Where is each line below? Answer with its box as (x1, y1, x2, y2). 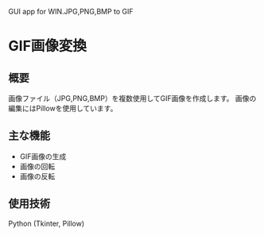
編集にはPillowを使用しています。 (8, 103, 118, 113)
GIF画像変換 (8, 37, 87, 55)
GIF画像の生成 (19, 151, 67, 161)
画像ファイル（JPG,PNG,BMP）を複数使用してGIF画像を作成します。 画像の (8, 94, 257, 103)
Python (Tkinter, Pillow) (8, 219, 85, 228)
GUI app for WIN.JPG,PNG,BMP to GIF (8, 7, 134, 16)
